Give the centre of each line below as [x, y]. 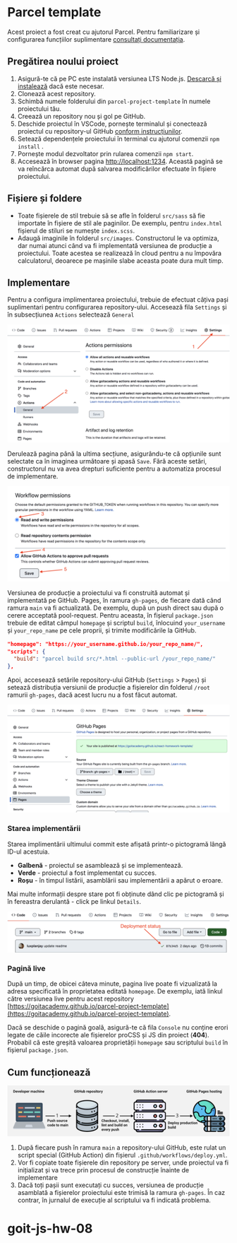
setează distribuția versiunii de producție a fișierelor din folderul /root [109, 688]
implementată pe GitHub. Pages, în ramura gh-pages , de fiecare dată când [114, 600]
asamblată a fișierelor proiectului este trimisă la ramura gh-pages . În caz [121, 1192]
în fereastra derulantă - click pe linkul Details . [74, 901]
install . [30, 146]
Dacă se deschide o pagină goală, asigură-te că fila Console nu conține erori [118, 1027]
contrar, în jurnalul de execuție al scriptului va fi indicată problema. [114, 1200]
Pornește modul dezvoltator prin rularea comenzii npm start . [105, 153]
